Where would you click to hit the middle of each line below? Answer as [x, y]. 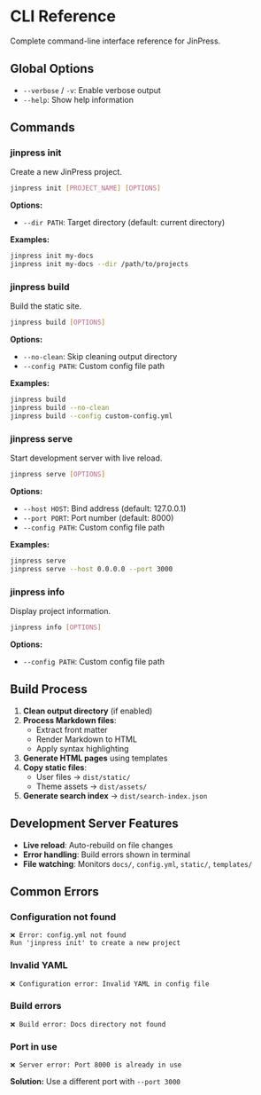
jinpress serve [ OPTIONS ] [58, 475]
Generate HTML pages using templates [95, 758]
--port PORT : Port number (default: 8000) [98, 518]
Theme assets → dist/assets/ [92, 786]
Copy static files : [55, 767]
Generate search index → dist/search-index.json [115, 795]
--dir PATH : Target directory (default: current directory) [123, 223]
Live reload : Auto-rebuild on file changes [98, 845]
